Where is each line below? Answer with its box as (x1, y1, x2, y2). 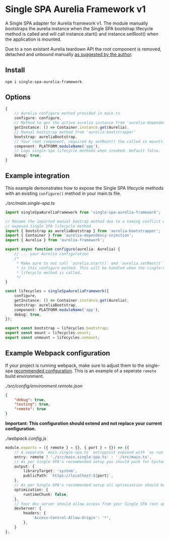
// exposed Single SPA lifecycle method (5, 223, 92, 228)
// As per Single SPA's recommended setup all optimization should (14, 483, 158, 488)
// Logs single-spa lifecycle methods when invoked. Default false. (14, 148, 161, 153)
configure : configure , (14, 116, 62, 121)
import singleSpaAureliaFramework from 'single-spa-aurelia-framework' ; (5, 210, 161, 215)
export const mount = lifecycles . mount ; (5, 331, 92, 336)
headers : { (23, 511, 46, 516)
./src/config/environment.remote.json (5, 382, 83, 389)
